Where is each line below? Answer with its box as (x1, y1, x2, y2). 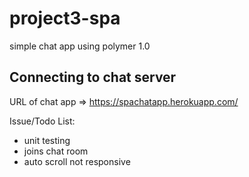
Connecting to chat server (9, 69, 177, 86)
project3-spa (9, 7, 121, 30)
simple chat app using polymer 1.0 (9, 40, 151, 52)
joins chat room (23, 145, 89, 157)
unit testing (23, 134, 71, 146)
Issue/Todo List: (9, 115, 76, 127)
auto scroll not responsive (23, 155, 131, 167)
